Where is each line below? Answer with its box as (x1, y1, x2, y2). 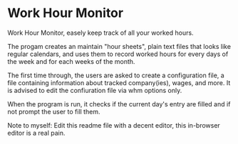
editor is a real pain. (7, 128, 66, 137)
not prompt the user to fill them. (7, 107, 100, 116)
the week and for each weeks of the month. (7, 57, 135, 65)
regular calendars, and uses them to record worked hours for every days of (7, 50, 229, 58)
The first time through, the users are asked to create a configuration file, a (7, 71, 224, 79)
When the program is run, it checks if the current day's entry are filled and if (7, 99, 231, 108)
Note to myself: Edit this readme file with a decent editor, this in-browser (7, 121, 221, 129)
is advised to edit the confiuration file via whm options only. (7, 86, 182, 94)
